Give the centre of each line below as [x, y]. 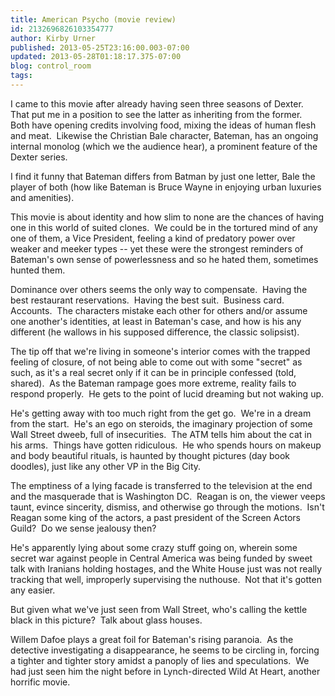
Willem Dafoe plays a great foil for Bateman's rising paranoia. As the [152, 639]
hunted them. [38, 270]
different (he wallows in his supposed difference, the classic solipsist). [155, 332]
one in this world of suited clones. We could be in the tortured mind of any [164, 227]
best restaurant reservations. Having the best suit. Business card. [147, 300]
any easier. [33, 590]
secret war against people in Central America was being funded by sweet [161, 558]
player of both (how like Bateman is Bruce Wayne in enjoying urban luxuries [166, 187]
